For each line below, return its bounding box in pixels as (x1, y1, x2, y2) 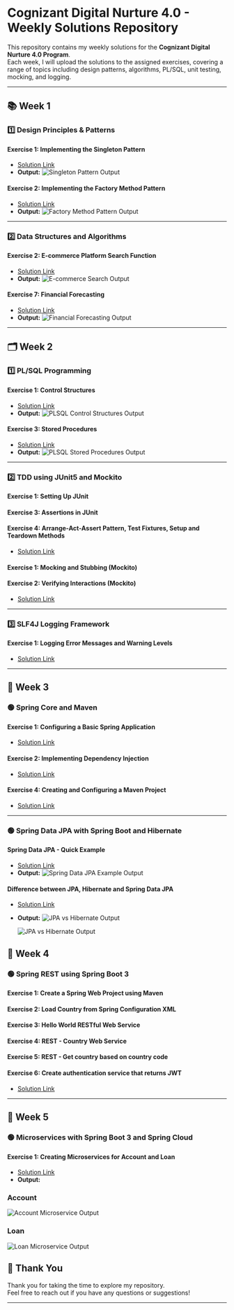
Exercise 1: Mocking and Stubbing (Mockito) (7, 563, 138, 571)
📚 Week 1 (7, 100, 51, 113)
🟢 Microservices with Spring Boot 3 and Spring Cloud (7, 1132, 194, 1142)
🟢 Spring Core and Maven (7, 703, 97, 712)
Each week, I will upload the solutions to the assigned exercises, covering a (7, 57, 224, 66)
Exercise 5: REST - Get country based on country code (7, 1053, 169, 1061)
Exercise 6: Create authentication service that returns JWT (7, 1069, 182, 1077)
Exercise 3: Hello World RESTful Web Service (7, 1021, 141, 1029)
